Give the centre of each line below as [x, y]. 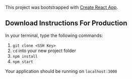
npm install [25, 56]
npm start [23, 62]
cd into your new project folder [44, 51]
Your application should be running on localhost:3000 [61, 71]
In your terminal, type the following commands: [54, 35]
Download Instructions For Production [66, 23]
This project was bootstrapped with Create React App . [62, 7]
